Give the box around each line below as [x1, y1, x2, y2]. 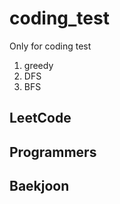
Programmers [9, 143, 97, 161]
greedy [23, 59, 54, 71]
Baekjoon [9, 178, 70, 195]
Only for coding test [9, 40, 92, 52]
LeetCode [9, 110, 72, 127]
